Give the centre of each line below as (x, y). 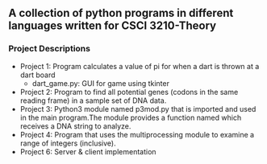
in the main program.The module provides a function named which (131, 117)
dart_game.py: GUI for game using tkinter (100, 83)
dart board (38, 75)
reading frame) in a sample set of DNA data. (93, 100)
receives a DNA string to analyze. (75, 126)
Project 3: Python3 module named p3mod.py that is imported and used (138, 109)
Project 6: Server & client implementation (88, 151)
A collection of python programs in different (121, 13)
